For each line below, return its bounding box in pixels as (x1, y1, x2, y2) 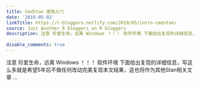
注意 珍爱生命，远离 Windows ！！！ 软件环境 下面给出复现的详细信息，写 (6, 59, 187, 66)
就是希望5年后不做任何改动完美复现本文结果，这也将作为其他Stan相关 (16, 66, 187, 73)
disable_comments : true (6, 42, 65, 48)
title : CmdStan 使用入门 (6, 8, 64, 15)
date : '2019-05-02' (6, 14, 55, 20)
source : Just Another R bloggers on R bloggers (6, 25, 127, 31)
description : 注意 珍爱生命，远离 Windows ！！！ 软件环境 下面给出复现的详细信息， (6, 31, 197, 37)
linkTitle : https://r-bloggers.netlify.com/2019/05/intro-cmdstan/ (6, 20, 177, 26)
